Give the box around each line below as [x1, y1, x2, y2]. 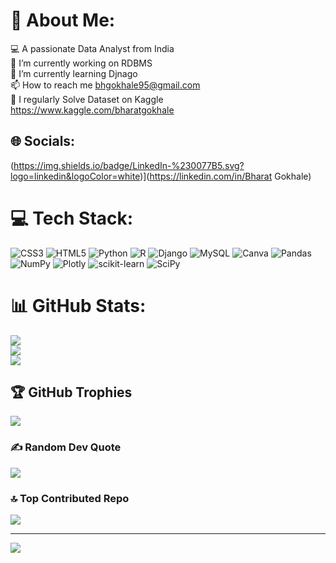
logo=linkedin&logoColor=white [10, 170, 141, 182]
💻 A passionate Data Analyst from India [10, 42, 175, 54]
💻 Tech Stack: [10, 207, 134, 229]
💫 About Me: [10, 9, 116, 32]
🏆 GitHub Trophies [10, 384, 133, 401]
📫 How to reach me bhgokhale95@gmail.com [10, 79, 201, 91]
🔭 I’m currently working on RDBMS [10, 57, 153, 69]
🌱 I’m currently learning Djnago [10, 67, 138, 79]
